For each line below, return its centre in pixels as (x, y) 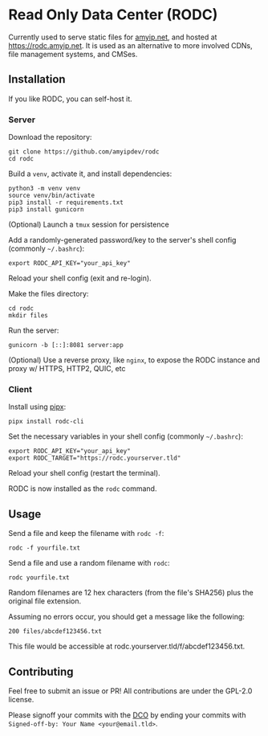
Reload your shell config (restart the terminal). (84, 473)
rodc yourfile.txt (39, 578)
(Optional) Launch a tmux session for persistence (89, 225)
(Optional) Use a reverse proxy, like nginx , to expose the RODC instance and (134, 360)
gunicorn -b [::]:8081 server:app (66, 346)
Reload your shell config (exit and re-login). (80, 278)
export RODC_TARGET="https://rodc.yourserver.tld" (95, 458)
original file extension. (45, 601)
